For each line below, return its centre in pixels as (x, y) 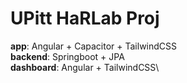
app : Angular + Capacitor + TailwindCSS (94, 46)
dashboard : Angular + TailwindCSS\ (85, 67)
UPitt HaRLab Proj (85, 18)
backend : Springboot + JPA (67, 56)
